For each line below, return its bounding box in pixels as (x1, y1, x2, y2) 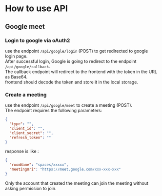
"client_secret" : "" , (9, 130, 54, 136)
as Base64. (5, 74, 28, 79)
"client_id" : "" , (9, 126, 45, 131)
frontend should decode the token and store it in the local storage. (5, 79, 138, 85)
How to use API (5, 3, 68, 14)
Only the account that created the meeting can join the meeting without (5, 180, 149, 186)
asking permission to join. (5, 185, 57, 191)
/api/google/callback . (5, 63, 50, 69)
